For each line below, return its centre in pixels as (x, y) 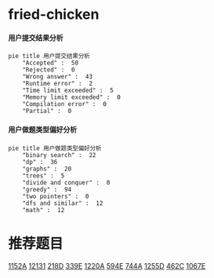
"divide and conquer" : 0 (66, 182)
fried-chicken (54, 15)
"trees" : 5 (44, 176)
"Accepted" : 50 (51, 63)
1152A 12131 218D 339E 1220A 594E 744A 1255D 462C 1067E (107, 265)
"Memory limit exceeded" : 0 (72, 97)
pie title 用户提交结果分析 (49, 57)
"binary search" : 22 (59, 155)
